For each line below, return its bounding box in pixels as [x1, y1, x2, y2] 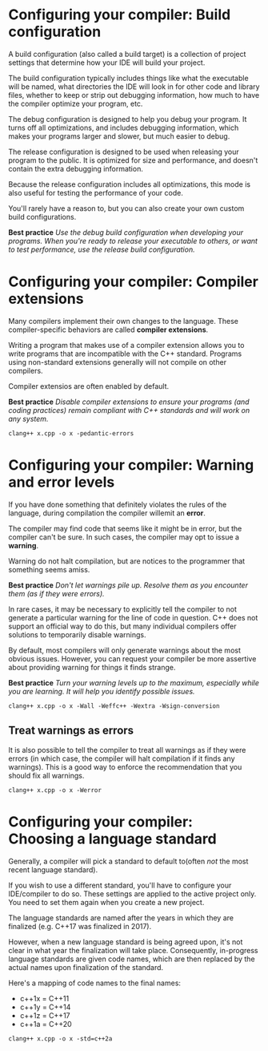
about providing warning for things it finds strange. [8, 662, 176, 672]
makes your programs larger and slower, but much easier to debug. [8, 131, 230, 141]
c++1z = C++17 [19, 1010, 70, 1020]
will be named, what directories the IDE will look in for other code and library [8, 82, 260, 91]
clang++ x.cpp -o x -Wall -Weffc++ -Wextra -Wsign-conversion [8, 701, 220, 710]
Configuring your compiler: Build [8, 6, 231, 24]
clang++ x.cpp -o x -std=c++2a [8, 1034, 113, 1043]
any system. [8, 414, 49, 423]
